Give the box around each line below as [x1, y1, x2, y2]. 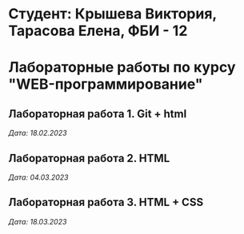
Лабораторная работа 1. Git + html [8, 107, 187, 121]
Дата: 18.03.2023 [8, 216, 67, 226]
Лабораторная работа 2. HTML [8, 151, 170, 165]
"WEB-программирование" [8, 75, 203, 93]
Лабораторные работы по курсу [8, 58, 236, 77]
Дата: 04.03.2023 [8, 173, 69, 182]
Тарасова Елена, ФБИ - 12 [8, 22, 188, 40]
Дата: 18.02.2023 [8, 129, 67, 138]
